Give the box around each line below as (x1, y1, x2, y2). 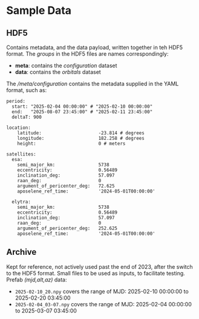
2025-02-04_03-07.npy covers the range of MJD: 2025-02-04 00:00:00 (15, 300, 192, 307)
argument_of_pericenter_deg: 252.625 (17, 225, 118, 231)
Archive (6, 247, 37, 257)
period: (6, 98, 26, 104)
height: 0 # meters (17, 140, 126, 146)
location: (6, 125, 31, 131)
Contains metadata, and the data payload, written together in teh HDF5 (6, 44, 183, 51)
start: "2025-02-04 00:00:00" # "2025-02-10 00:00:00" (11, 104, 153, 110)
